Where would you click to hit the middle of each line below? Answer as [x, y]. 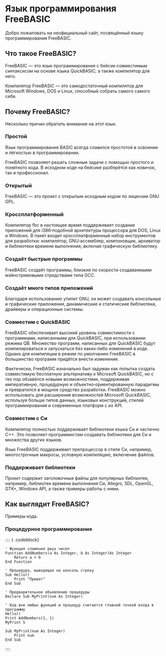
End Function [19, 562]
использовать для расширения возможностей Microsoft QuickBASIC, [78, 395]
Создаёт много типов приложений [49, 288]
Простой [16, 137]
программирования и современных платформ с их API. [64, 405]
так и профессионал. [27, 173]
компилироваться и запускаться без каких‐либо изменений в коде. [77, 349]
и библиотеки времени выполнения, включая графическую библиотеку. [82, 246]
